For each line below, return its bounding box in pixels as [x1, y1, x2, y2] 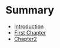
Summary [5, 4, 54, 17]
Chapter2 [14, 35, 38, 42]
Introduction [14, 23, 44, 30]
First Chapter [14, 29, 46, 36]
